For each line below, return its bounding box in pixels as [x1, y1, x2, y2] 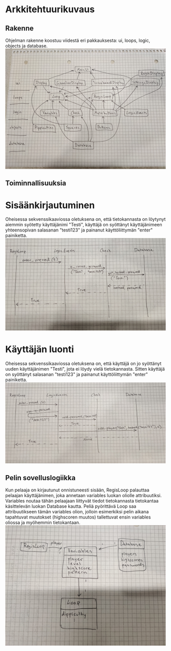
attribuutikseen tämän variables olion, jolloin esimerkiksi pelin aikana [5, 508, 149, 514]
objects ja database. [5, 43, 48, 49]
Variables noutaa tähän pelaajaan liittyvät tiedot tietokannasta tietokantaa [5, 498, 159, 504]
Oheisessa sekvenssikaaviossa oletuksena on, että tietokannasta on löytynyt [5, 216, 166, 222]
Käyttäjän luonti [5, 343, 74, 355]
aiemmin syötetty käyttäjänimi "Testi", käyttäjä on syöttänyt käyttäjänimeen [5, 222, 162, 228]
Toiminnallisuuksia [5, 179, 66, 188]
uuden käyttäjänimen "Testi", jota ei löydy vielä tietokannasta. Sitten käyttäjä [5, 366, 165, 372]
